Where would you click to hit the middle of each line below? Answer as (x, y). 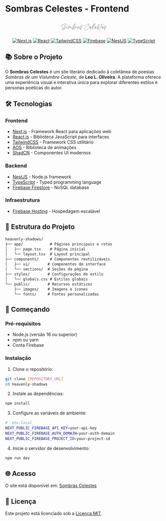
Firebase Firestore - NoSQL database (51, 187)
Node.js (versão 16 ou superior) (45, 335)
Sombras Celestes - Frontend (67, 9)
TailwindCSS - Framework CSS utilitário (53, 142)
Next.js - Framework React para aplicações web (62, 132)
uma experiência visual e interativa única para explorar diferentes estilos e (82, 82)
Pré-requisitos (23, 323)
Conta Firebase (28, 345)
